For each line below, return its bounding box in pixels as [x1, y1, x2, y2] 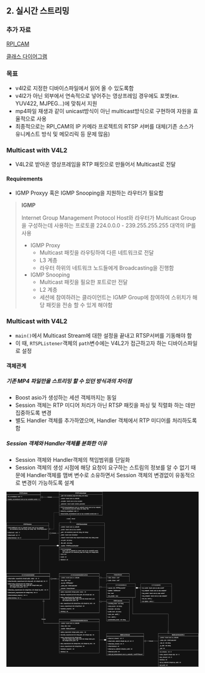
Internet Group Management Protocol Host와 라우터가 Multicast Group [21, 214, 196, 221]
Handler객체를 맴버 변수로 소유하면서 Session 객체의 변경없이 [26, 472, 174, 479]
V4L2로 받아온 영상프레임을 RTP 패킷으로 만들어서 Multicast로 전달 [15, 161, 176, 168]
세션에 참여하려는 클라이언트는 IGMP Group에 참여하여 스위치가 [39, 294, 191, 301]
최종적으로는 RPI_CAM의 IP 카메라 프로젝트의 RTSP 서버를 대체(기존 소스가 [15, 122, 194, 130]
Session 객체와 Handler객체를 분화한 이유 [6, 439, 107, 447]
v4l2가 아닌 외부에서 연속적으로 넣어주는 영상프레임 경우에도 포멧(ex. [15, 92, 179, 99]
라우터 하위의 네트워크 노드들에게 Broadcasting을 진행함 [39, 264, 174, 272]
